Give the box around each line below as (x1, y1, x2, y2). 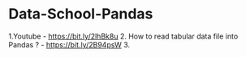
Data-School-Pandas (8, 5, 153, 23)
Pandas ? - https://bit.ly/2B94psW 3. (8, 39, 131, 49)
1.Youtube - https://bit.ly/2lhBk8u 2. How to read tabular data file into (8, 31, 239, 41)
